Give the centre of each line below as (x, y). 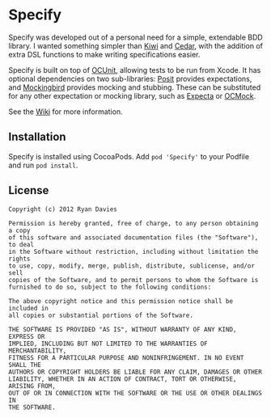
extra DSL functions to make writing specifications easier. (104, 54)
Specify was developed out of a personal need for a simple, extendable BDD (135, 37)
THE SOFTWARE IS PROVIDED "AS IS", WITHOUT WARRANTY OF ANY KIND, (123, 329)
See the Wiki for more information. (66, 112)
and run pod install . (43, 165)
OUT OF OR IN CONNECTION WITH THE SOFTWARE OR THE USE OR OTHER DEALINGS (135, 393)
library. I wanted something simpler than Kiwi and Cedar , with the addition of (135, 45)
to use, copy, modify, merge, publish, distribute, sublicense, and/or (131, 266)
